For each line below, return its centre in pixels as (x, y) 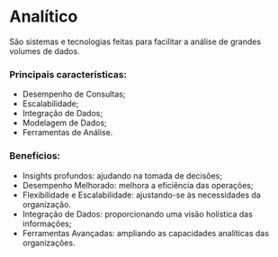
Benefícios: (35, 156)
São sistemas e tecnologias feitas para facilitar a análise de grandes (135, 41)
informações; (47, 224)
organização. (47, 204)
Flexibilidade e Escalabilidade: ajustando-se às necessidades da (141, 195)
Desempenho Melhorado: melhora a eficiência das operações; (138, 185)
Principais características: (68, 74)
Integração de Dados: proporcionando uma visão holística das (138, 214)
